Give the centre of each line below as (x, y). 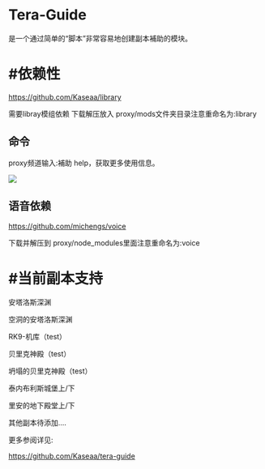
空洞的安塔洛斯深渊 (41, 320)
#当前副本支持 (56, 278)
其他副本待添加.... (38, 423)
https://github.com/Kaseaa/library (65, 97)
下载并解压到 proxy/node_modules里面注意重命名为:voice (104, 243)
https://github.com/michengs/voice (67, 226)
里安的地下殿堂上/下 (42, 406)
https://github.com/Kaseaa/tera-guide (72, 456)
